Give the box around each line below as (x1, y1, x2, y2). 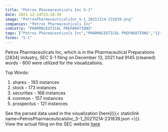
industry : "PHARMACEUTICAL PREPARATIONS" (5, 26, 93, 31)
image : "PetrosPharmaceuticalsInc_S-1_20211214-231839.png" (5, 17, 133, 22)
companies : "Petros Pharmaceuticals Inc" (5, 21, 93, 27)
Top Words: (5, 69, 29, 75)
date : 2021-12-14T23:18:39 (5, 12, 61, 17)
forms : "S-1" (5, 36, 32, 41)
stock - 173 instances (12, 84, 56, 90)
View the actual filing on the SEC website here (5, 121, 100, 127)
